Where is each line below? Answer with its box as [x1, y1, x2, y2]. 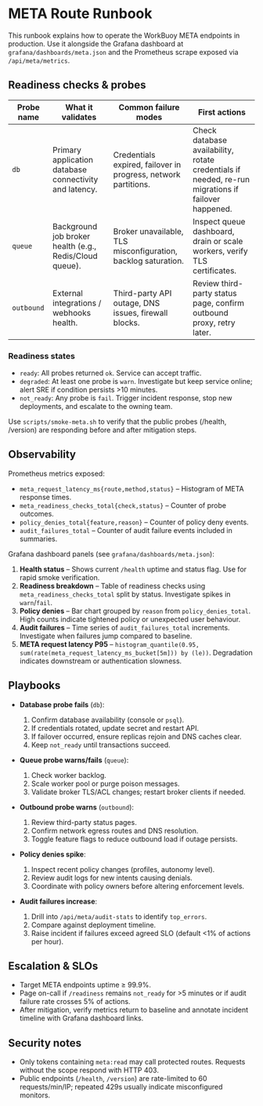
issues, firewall [113, 307, 168, 318]
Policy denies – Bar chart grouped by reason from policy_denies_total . [19, 606, 251, 615]
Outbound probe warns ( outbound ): [19, 802, 135, 812]
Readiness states [8, 350, 76, 361]
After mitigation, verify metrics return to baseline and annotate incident [19, 1006, 249, 1015]
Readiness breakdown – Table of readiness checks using [19, 581, 206, 590]
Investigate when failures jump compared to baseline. [19, 631, 193, 641]
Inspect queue [193, 216, 246, 227]
